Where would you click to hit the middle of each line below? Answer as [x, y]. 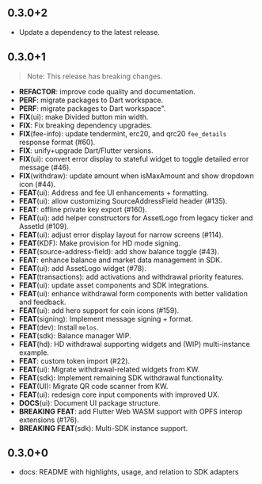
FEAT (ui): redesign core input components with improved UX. [119, 394]
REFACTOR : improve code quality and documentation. [107, 91]
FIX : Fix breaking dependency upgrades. [85, 125]
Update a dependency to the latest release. [89, 32]
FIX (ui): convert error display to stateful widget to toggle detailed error [134, 158]
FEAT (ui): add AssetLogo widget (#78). [83, 268]
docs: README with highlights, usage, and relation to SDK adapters [129, 472]
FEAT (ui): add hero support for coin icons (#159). [99, 310]
